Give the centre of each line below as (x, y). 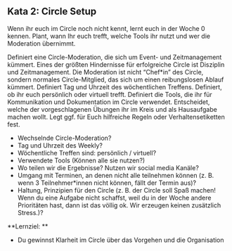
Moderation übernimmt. (41, 43)
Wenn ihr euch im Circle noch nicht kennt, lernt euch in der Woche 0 (106, 28)
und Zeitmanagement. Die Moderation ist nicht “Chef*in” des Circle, (105, 72)
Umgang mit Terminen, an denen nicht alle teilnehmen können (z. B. (116, 175)
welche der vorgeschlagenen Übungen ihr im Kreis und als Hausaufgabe (112, 109)
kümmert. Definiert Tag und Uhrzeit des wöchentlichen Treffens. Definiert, (115, 86)
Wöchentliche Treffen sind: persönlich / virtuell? (87, 153)
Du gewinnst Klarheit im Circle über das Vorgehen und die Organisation (121, 240)
